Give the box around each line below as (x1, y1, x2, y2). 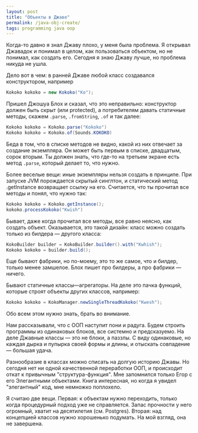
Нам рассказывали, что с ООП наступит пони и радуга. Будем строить (6, 322, 186, 329)
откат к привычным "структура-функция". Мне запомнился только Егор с (6, 371, 193, 378)
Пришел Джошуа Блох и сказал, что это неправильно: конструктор (6, 100, 177, 107)
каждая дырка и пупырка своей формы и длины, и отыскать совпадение (6, 341, 190, 348)
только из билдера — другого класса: (6, 230, 102, 237)
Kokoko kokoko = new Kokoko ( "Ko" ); (6, 89, 94, 95)
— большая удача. (6, 347, 53, 354)
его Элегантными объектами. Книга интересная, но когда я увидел (6, 377, 177, 384)
